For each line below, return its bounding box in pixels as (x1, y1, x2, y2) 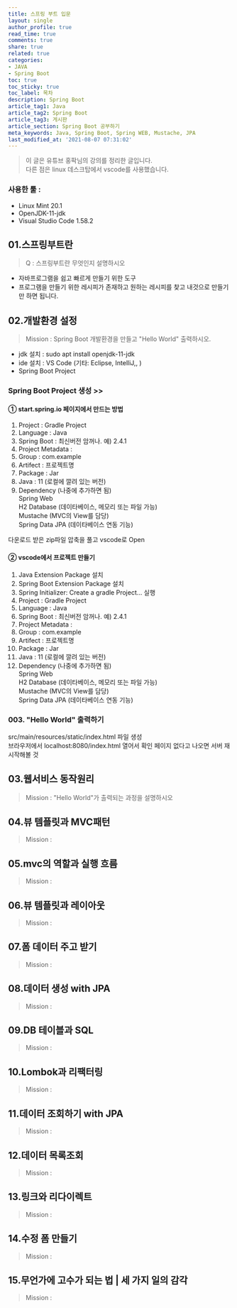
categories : (8, 57, 43, 64)
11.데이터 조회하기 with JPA (8, 1108, 123, 1120)
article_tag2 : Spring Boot (8, 109, 88, 117)
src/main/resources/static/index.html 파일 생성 (8, 733, 143, 741)
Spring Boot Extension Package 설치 (18, 579, 124, 588)
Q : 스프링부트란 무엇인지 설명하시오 (25, 259, 126, 267)
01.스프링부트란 (8, 239, 74, 251)
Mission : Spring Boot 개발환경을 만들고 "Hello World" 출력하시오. (25, 335, 211, 343)
